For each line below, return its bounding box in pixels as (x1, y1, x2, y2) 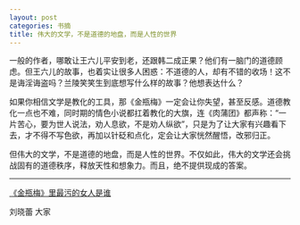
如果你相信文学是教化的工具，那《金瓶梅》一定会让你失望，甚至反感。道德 (9, 96, 283, 107)
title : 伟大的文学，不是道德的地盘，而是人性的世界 (9, 29, 177, 38)
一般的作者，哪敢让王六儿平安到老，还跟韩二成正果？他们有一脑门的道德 (9, 55, 275, 66)
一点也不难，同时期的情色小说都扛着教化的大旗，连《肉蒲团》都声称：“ (16, 108, 279, 119)
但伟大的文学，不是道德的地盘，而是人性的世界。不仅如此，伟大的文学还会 (9, 149, 283, 160)
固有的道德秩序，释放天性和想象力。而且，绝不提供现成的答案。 (16, 160, 252, 171)
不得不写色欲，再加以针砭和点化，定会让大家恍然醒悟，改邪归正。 (32, 130, 275, 141)
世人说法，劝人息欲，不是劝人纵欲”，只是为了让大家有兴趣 (55, 119, 271, 129)
